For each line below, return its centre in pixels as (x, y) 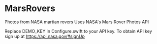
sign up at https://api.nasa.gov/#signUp (45, 36)
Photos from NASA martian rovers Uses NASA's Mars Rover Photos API (77, 22)
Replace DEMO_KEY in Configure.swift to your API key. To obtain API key (78, 31)
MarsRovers (30, 8)
